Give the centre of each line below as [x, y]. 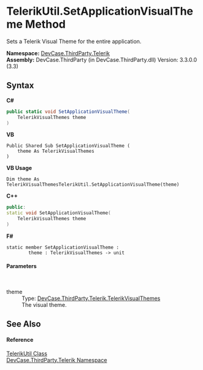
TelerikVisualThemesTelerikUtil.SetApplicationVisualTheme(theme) [93, 185]
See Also [24, 324]
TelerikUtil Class [27, 353]
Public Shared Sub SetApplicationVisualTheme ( [68, 146]
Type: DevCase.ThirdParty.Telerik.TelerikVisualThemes [91, 298]
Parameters [21, 266]
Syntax [20, 86]
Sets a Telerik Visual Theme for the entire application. [74, 41]
